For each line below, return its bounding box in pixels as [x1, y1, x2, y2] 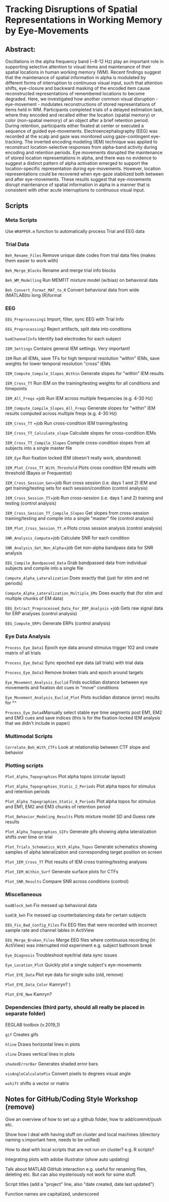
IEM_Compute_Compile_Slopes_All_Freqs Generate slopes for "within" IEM [5, 405, 156, 411]
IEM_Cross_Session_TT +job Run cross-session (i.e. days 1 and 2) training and [5, 495, 163, 501]
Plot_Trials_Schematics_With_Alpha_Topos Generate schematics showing [5, 844, 157, 850]
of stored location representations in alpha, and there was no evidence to [5, 155, 157, 161]
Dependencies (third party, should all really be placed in [5, 1004, 145, 1011]
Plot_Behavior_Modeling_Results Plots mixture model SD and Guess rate [5, 813, 155, 820]
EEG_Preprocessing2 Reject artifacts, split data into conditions [5, 326, 132, 332]
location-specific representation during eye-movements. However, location [5, 165, 161, 171]
